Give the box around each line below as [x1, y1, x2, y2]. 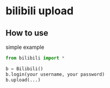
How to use [5, 28, 48, 38]
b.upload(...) [5, 77, 41, 83]
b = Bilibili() [5, 65, 44, 72]
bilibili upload [5, 4, 74, 18]
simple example [5, 43, 44, 51]
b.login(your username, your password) [5, 71, 105, 77]
